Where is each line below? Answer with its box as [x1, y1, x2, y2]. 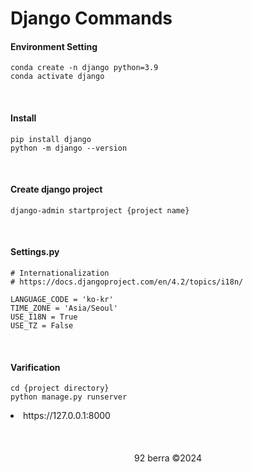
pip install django [10, 134, 92, 144]
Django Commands [10, 7, 173, 30]
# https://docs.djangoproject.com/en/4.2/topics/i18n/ [10, 277, 244, 287]
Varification [10, 361, 61, 373]
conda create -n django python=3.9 [10, 63, 159, 73]
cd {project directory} [10, 383, 110, 394]
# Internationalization [10, 268, 110, 278]
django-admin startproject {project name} [10, 205, 190, 216]
